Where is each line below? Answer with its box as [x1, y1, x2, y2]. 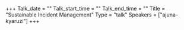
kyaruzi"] [5, 18, 28, 24]
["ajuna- [157, 11, 179, 18]
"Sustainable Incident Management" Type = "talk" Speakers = [5, 11, 157, 18]
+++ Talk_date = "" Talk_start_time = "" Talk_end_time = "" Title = [5, 5, 166, 12]
